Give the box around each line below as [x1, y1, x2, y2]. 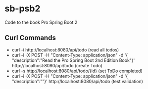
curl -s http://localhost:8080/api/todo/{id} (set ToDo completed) [11, 68, 143, 74]
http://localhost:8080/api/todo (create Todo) [11, 62, 102, 68]
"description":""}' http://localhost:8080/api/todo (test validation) [11, 78, 143, 84]
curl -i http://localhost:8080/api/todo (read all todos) [11, 46, 119, 52]
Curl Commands [4, 34, 56, 42]
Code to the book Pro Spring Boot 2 [4, 19, 78, 25]
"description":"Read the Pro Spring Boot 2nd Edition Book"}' [11, 57, 135, 63]
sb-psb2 [4, 3, 41, 14]
